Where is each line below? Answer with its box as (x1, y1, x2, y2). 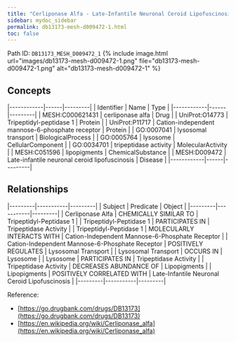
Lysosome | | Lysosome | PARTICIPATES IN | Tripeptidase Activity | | (7, 254, 204, 262)
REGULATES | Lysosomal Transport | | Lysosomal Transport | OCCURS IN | (7, 247, 223, 255)
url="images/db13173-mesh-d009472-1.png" (7, 57, 138, 65)
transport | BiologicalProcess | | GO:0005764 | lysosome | (7, 133, 176, 141)
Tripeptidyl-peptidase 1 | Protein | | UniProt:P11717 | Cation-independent (7, 118, 215, 127)
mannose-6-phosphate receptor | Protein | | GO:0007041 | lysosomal (7, 126, 207, 134)
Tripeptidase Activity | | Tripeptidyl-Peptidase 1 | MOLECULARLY (7, 224, 195, 233)
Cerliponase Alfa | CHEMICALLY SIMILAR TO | (65, 209, 199, 218)
